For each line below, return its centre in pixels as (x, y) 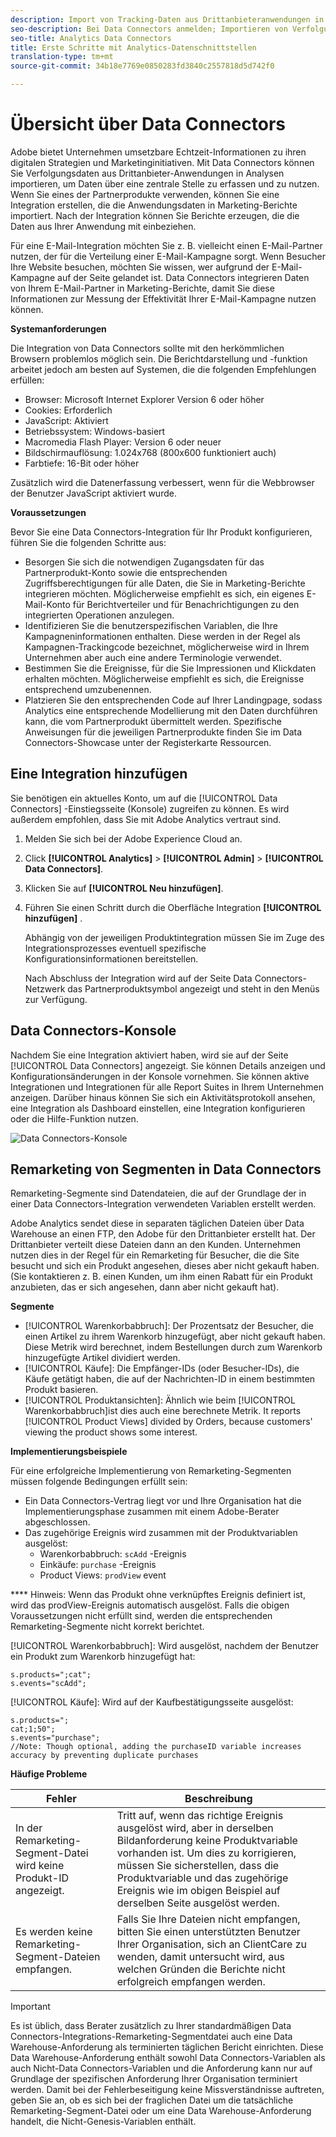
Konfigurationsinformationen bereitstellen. (111, 958)
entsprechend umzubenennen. (88, 689)
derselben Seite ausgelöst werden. (198, 1903)
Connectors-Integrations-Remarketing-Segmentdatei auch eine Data (151, 2037)
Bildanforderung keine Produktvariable (207, 1841)
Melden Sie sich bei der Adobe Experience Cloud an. (133, 838)
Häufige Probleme (49, 1774)
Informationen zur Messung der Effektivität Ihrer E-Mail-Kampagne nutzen (163, 298)
